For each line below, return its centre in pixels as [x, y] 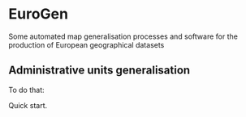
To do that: [26, 90]
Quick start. [28, 105]
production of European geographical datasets [86, 44]
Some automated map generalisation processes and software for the [123, 36]
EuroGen [39, 14]
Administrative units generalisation [99, 71]
